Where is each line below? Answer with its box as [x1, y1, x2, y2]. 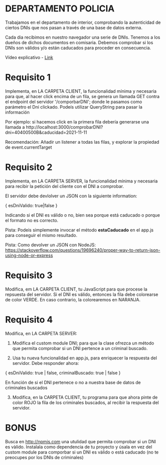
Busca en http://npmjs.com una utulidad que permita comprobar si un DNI [5, 438, 156, 444]
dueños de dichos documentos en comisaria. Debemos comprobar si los [5, 39, 154, 45]
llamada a [5, 124, 25, 130]
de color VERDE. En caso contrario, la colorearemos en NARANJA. [5, 296, 141, 302]
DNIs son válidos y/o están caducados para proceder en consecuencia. [5, 45, 151, 51]
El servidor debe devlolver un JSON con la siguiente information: [5, 193, 137, 199]
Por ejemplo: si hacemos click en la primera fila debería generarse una [5, 118, 149, 124]
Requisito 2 [5, 162, 53, 173]
